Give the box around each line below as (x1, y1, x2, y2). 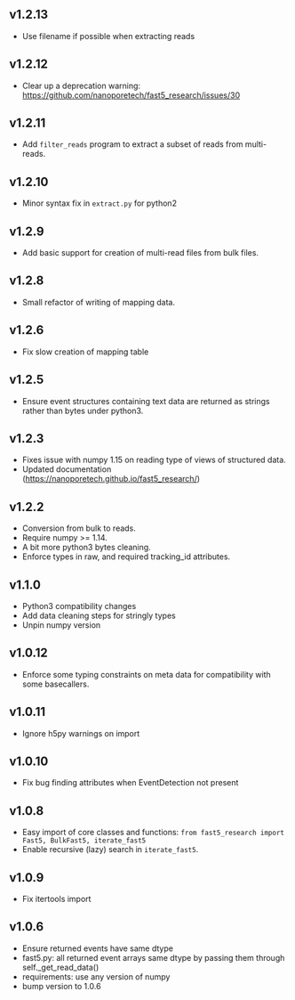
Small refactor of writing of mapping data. (21, 297, 176, 307)
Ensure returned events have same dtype (21, 943, 173, 954)
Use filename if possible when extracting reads (21, 30, 195, 41)
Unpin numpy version (21, 619, 101, 630)
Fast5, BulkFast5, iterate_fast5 (21, 836, 147, 845)
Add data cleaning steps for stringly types (21, 610, 176, 621)
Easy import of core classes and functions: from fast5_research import (21, 827, 284, 838)
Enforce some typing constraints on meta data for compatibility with (21, 669, 271, 679)
